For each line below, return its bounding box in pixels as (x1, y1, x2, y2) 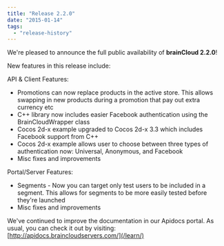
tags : (7, 23, 23, 30)
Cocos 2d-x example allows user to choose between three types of (17, 140, 209, 149)
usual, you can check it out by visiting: (7, 224, 116, 232)
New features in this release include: (7, 61, 111, 70)
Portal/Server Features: (7, 168, 74, 176)
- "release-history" (13, 29, 72, 37)
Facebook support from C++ (17, 133, 99, 141)
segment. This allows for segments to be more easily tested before (17, 189, 207, 197)
